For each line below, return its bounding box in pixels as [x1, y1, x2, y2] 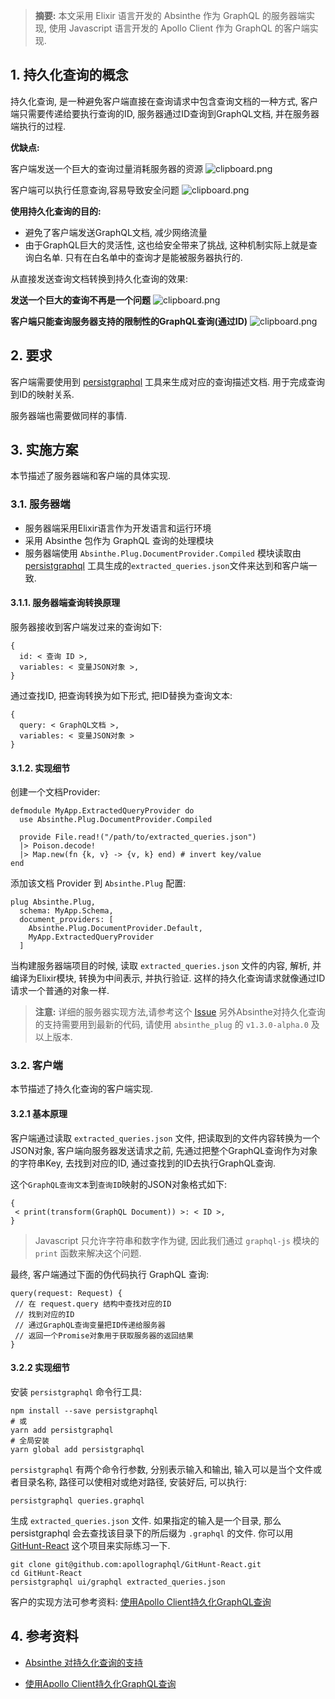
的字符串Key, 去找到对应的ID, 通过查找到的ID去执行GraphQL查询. [10, 1157, 277, 1169]
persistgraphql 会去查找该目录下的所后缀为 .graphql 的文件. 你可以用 [10, 1527, 294, 1539]
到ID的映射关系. [10, 388, 75, 400]
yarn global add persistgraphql [10, 1444, 145, 1454]
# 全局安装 [10, 1435, 50, 1446]
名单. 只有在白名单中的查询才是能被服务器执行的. [42, 251, 243, 263]
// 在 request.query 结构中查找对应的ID [14, 1299, 172, 1309]
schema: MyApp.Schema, [19, 906, 114, 916]
